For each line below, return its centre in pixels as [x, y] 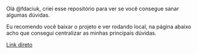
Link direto [20, 45]
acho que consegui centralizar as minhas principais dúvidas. [81, 33]
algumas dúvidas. [28, 15]
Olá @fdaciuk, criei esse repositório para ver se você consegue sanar [93, 9]
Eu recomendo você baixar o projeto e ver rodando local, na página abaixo [99, 27]
